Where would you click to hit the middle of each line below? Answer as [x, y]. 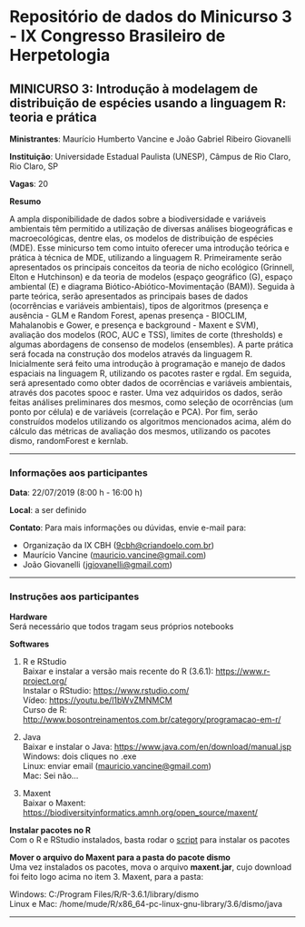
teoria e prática [53, 117]
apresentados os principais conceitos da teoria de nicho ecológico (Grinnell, [152, 267]
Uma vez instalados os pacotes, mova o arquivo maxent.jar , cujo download [151, 867]
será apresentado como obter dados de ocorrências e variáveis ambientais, [151, 383]
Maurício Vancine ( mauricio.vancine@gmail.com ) [114, 555]
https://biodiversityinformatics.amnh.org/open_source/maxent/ [140, 812]
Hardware [29, 616]
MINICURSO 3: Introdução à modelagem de [134, 89]
